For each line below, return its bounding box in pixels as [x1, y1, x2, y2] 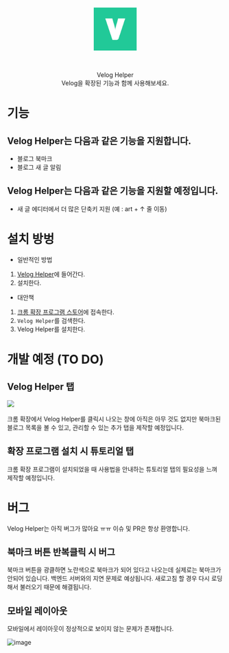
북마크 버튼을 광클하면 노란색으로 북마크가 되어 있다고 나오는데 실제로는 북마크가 [7, 566, 221, 574]
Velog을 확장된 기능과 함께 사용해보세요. [61, 79, 169, 87]
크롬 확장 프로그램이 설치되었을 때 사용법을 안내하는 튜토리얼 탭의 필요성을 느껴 [7, 465, 218, 473]
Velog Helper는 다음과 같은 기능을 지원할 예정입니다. [7, 185, 219, 197]
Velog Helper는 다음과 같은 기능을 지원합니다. [7, 135, 192, 146]
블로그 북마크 [16, 155, 53, 162]
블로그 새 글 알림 [16, 163, 62, 171]
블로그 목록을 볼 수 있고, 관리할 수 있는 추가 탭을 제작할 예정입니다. [7, 423, 184, 432]
